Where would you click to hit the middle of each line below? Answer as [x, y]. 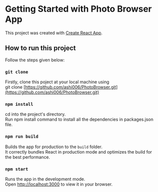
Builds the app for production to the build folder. [54, 147]
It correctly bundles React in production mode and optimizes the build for [79, 152]
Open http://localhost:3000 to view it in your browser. [59, 184]
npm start [17, 169]
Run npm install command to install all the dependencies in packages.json [79, 119]
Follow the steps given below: [35, 60]
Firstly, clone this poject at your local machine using [57, 82]
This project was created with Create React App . [54, 33]
